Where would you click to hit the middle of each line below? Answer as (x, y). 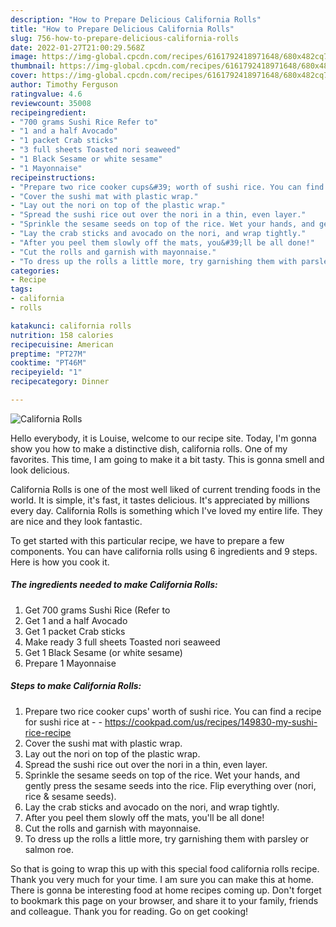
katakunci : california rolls (71, 326)
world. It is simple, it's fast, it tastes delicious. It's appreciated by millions (160, 500)
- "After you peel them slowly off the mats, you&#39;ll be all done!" (162, 242)
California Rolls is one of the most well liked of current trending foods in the (165, 489)
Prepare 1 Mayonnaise (70, 663)
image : (24, 57)
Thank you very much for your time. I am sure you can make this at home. (162, 879)
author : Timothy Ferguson (64, 85)
